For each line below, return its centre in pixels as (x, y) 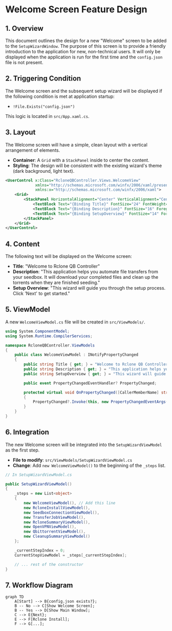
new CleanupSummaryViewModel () (57, 537)
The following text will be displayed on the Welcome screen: (69, 256)
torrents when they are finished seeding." (56, 282)
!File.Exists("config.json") (44, 107)
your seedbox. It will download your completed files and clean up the (85, 277)
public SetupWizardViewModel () (39, 484)
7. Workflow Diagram (39, 585)
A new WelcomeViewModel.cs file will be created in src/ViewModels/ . (75, 322)
